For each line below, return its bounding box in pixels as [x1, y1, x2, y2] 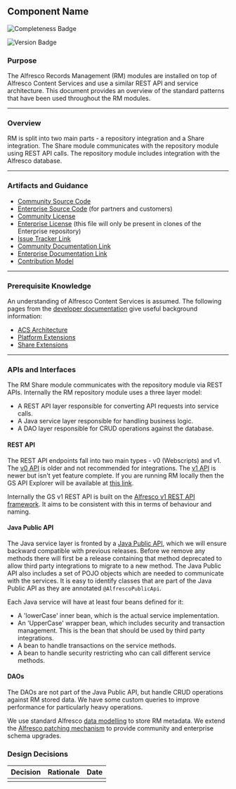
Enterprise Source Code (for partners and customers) [17, 204, 173, 213]
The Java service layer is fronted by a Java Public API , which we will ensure [7, 539, 227, 547]
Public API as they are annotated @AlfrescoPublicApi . [7, 584, 162, 592]
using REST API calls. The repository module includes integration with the [7, 149, 220, 158]
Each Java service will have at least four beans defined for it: [7, 597, 184, 606]
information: [7, 312, 43, 320]
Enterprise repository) [17, 227, 81, 235]
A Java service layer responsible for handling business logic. [17, 417, 194, 425]
